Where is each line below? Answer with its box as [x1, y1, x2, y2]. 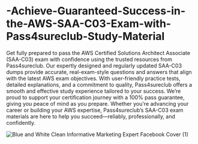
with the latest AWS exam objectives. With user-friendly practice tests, [6, 75, 181, 82]
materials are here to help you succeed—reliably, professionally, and [6, 112, 176, 120]
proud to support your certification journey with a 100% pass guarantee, [6, 94, 185, 101]
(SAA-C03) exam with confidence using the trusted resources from [6, 56, 172, 63]
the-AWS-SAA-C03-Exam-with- [6, 17, 172, 30]
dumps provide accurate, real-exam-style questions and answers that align [6, 68, 192, 75]
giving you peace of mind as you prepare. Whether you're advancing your [6, 100, 189, 107]
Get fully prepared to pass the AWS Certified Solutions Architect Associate [6, 49, 191, 56]
